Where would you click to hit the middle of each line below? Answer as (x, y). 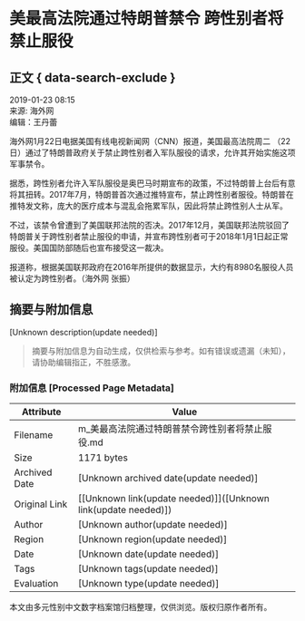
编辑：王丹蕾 (33, 122)
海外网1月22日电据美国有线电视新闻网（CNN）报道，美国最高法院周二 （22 (150, 141)
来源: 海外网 (32, 111)
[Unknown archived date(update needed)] (168, 479)
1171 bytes (103, 458)
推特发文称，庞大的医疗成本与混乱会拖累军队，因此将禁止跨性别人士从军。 (148, 206)
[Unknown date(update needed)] (149, 554)
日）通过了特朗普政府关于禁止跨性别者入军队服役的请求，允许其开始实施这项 (152, 152)
